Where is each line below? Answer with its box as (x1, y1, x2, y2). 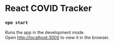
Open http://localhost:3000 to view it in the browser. (5, 34, 110, 41)
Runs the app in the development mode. (5, 30, 85, 35)
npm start (5, 20, 28, 25)
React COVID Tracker (5, 3, 92, 14)
